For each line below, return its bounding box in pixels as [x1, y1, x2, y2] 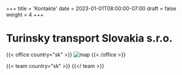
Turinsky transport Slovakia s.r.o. [6, 32, 173, 45]
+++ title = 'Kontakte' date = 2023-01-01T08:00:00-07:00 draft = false [6, 5, 177, 12]
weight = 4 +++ [6, 11, 44, 18]
